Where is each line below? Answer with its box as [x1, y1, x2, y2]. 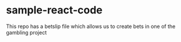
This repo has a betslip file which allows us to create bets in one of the [6, 23, 176, 30]
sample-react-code [6, 3, 103, 17]
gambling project [6, 29, 47, 36]
